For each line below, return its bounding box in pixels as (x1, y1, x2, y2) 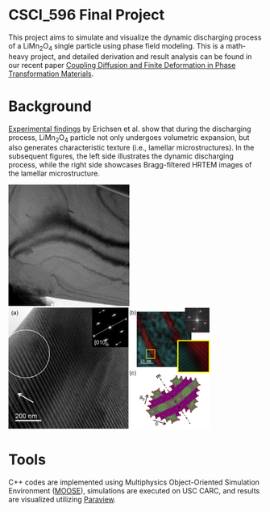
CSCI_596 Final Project (8, 6, 165, 24)
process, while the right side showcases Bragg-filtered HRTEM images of (8, 160, 252, 170)
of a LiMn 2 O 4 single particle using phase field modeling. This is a (8, 40, 224, 53)
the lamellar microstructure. (8, 168, 101, 179)
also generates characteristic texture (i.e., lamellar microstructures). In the (8, 143, 255, 153)
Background (8, 97, 92, 115)
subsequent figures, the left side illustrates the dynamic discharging (8, 151, 234, 161)
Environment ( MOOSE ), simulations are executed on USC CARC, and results (8, 485, 260, 495)
